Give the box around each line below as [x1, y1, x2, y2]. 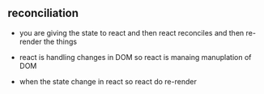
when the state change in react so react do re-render [19, 76, 198, 86]
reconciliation [7, 6, 79, 20]
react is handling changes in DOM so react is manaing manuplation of [19, 52, 252, 62]
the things [43, 36, 78, 46]
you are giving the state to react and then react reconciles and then [19, 28, 245, 37]
